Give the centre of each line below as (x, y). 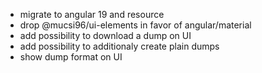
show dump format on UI (71, 57)
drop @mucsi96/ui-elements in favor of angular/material (135, 25)
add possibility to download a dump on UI (105, 35)
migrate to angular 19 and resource (92, 14)
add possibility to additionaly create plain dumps (119, 46)
